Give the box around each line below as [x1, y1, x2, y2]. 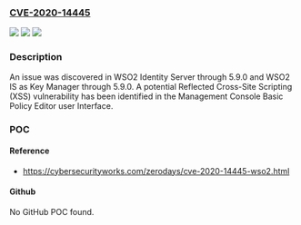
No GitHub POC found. [9, 206, 95, 217]
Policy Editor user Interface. [9, 100, 114, 111]
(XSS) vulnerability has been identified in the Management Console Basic [9, 91, 284, 102]
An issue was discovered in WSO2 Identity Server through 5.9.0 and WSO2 [9, 71, 291, 83]
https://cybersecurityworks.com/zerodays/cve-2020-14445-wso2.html [22, 165, 290, 176]
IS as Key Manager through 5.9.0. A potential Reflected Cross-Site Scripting [9, 81, 293, 92]
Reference [9, 145, 50, 156]
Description [9, 51, 63, 64]
